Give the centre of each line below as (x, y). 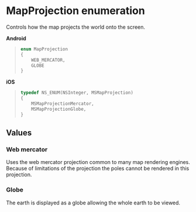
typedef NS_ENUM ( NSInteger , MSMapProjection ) (77, 93)
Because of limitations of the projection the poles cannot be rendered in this (98, 169)
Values (19, 133)
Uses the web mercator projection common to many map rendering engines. (98, 162)
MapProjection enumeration (75, 11)
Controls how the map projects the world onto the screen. (75, 27)
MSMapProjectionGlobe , (59, 109)
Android (16, 38)
